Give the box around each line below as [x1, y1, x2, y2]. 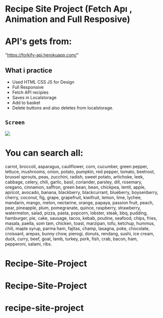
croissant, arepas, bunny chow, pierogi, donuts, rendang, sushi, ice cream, [5, 230, 155, 236]
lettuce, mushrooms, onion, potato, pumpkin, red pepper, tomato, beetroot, [5, 169, 155, 175]
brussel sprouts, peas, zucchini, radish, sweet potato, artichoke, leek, [5, 174, 145, 179]
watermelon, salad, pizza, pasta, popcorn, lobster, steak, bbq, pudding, [5, 210, 148, 216]
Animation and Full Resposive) [5, 14, 130, 25]
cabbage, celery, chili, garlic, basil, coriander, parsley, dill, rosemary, [5, 179, 143, 185]
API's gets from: [5, 36, 72, 47]
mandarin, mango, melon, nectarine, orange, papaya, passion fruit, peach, [5, 199, 154, 205]
